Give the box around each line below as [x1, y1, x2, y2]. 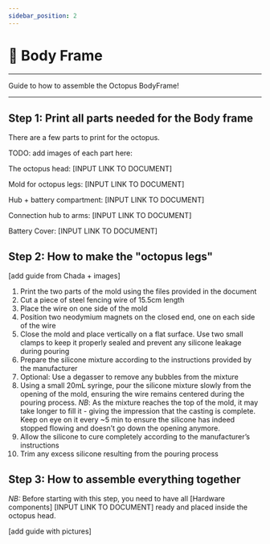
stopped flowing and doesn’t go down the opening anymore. [19, 423, 221, 433]
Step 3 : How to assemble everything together [8, 472, 241, 486]
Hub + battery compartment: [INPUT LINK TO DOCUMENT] [8, 195, 205, 205]
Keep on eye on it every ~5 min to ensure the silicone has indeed [19, 415, 235, 425]
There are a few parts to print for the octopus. [8, 133, 161, 142]
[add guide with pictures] [8, 526, 92, 536]
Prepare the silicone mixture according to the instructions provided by [19, 355, 252, 365]
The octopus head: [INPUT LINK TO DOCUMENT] [8, 164, 173, 174]
